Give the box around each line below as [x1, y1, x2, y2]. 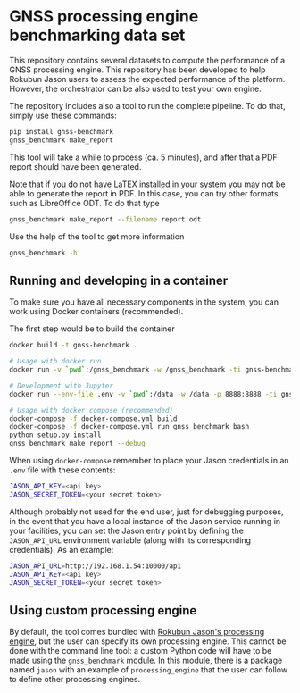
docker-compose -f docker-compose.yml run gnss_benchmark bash [9, 422, 250, 431]
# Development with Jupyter [9, 381, 114, 390]
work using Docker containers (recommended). [9, 306, 184, 317]
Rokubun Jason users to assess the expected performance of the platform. [9, 73, 286, 84]
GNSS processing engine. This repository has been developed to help [9, 64, 266, 75]
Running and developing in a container [9, 272, 229, 288]
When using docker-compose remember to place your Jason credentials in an [9, 455, 289, 465]
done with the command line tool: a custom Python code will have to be [9, 646, 272, 656]
